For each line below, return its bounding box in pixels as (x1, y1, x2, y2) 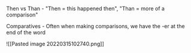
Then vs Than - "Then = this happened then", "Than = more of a (6, 5, 165, 12)
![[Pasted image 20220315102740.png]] (6, 41, 105, 47)
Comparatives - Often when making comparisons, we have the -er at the (6, 23, 185, 29)
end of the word (6, 29, 46, 36)
